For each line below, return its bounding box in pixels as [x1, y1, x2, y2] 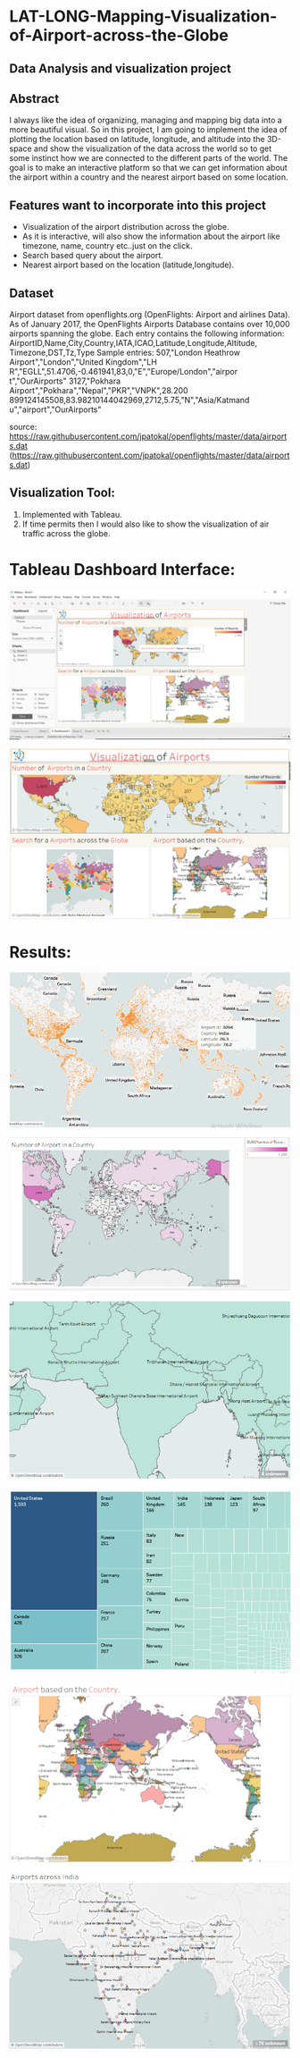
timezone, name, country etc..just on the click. [21, 240, 193, 251]
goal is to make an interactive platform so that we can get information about [9, 163, 287, 173]
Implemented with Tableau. [21, 509, 122, 519]
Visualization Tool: [9, 485, 116, 501]
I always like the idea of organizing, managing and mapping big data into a [9, 114, 283, 126]
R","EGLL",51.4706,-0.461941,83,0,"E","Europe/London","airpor [9, 367, 238, 377]
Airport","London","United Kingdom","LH [9, 357, 158, 367]
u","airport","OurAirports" [9, 404, 102, 415]
